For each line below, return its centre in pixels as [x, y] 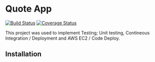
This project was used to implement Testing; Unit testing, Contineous [77, 33]
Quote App [28, 9]
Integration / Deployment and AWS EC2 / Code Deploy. [63, 38]
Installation [23, 54]
